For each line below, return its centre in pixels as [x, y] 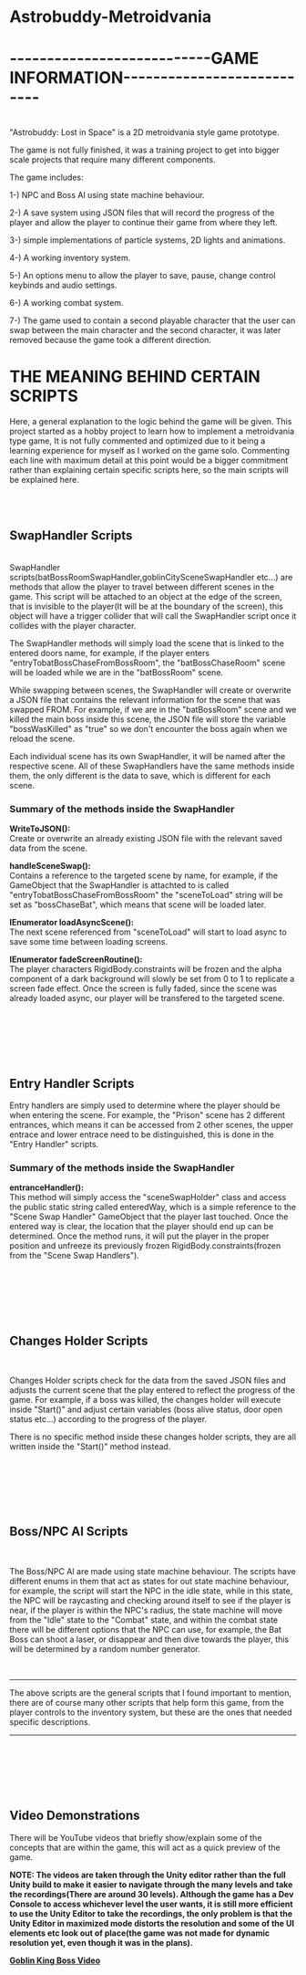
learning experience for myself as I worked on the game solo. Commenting [149, 451]
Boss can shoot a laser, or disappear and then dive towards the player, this [149, 1639]
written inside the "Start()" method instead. [90, 1447]
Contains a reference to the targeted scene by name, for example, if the [144, 876]
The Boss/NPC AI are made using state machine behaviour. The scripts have [153, 1571]
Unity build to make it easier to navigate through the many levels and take [151, 1884]
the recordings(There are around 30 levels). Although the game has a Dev [152, 1894]
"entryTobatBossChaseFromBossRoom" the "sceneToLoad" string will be [147, 895]
